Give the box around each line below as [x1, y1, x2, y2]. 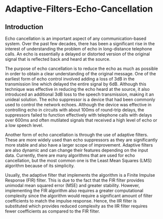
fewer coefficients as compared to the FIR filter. [5, 208, 100, 214]
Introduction [5, 23, 44, 31]
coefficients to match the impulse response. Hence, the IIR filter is [5, 198, 137, 203]
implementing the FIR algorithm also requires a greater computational [5, 188, 144, 193]
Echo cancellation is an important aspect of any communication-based [5, 35, 147, 41]
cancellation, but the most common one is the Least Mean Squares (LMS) [5, 158, 152, 163]
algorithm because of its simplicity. [5, 163, 75, 168]
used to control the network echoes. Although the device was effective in [5, 102, 152, 107]
